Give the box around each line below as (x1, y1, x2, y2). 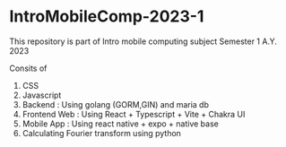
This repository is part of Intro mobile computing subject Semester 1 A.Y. (9, 36, 278, 47)
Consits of (9, 63, 48, 73)
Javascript (22, 90, 62, 100)
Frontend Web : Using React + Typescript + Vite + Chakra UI (22, 108, 246, 119)
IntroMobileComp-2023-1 (9, 6, 204, 27)
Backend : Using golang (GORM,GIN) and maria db (22, 99, 209, 109)
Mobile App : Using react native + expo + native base (22, 118, 220, 129)
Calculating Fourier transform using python (22, 127, 182, 138)
